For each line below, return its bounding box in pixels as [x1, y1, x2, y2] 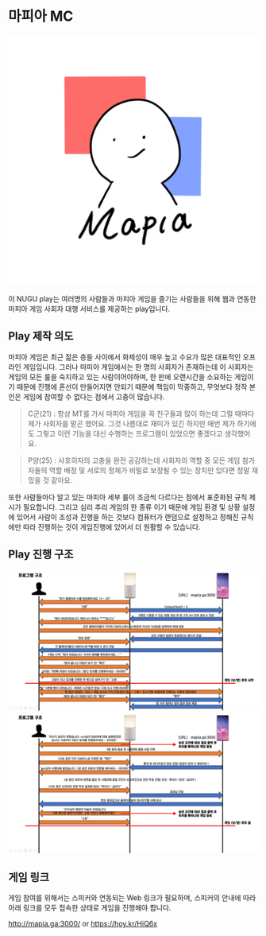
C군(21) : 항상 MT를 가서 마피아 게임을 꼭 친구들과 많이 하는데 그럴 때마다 [27, 409, 255, 418]
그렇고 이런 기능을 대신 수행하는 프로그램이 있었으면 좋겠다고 [36, 429, 223, 438]
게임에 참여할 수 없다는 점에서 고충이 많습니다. [22, 391, 165, 402]
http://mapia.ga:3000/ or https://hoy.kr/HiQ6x [8, 919, 157, 929]
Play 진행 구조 [8, 548, 74, 561]
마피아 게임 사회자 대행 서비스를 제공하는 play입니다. [8, 304, 171, 313]
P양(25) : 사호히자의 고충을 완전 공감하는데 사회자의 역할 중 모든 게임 [27, 455, 241, 465]
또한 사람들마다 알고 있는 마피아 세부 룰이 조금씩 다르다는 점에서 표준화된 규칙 [8, 492, 248, 502]
